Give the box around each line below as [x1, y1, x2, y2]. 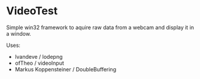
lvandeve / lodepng [14, 53, 63, 60]
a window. [6, 30, 32, 37]
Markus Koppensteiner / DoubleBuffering [14, 65, 117, 72]
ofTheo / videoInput [14, 59, 65, 67]
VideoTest [6, 4, 58, 18]
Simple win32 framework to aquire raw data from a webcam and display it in [6, 24, 195, 31]
